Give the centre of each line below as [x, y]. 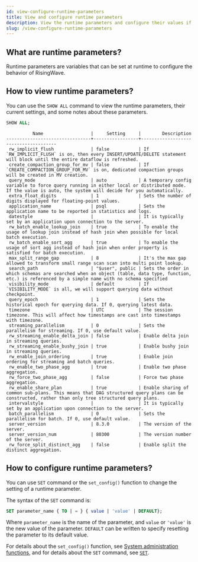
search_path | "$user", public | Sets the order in [99, 268]
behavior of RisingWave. [36, 73]
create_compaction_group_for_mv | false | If [79, 165]
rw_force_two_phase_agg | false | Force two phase [96, 377]
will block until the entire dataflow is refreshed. [72, 159]
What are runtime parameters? [64, 52]
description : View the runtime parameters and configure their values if [99, 23]
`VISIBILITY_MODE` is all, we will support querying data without [90, 289]
